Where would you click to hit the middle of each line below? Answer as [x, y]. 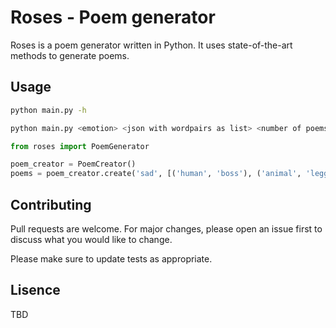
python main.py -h [48, 110]
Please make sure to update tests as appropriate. [111, 258]
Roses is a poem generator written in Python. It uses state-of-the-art [151, 45]
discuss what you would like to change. [91, 239]
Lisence [35, 290]
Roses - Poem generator [113, 17]
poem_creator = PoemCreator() [73, 164]
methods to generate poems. [70, 55]
